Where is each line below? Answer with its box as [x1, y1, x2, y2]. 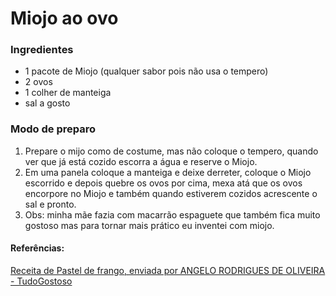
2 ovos [24, 76, 53, 88]
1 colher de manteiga [24, 87, 112, 99]
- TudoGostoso [10, 275, 73, 287]
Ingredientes [10, 43, 74, 57]
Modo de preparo [10, 122, 97, 136]
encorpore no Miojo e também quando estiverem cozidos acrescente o [24, 187, 318, 199]
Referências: [10, 242, 65, 254]
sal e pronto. [24, 198, 77, 210]
